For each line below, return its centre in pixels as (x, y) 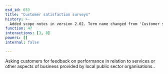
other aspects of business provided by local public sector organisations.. (80, 66)
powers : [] (16, 38)
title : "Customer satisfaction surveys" (48, 14)
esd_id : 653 (17, 10)
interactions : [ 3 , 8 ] (28, 33)
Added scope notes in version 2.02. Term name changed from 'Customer (85, 24)
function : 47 (19, 28)
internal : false (22, 42)
